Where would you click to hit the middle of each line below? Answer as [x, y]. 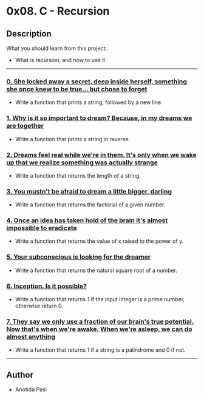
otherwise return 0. [39, 306]
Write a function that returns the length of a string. [78, 175]
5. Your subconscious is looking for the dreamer [78, 257]
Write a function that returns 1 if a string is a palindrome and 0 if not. [100, 350]
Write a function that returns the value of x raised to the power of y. [99, 241]
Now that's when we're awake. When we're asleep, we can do [99, 329]
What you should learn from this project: [57, 48]
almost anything [31, 337]
